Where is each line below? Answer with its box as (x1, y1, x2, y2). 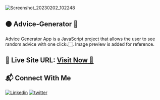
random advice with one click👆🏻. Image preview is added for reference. (5, 41, 155, 47)
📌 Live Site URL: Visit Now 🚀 (5, 56, 94, 65)
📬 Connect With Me (5, 73, 71, 82)
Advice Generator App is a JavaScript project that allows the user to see (5, 36, 155, 42)
